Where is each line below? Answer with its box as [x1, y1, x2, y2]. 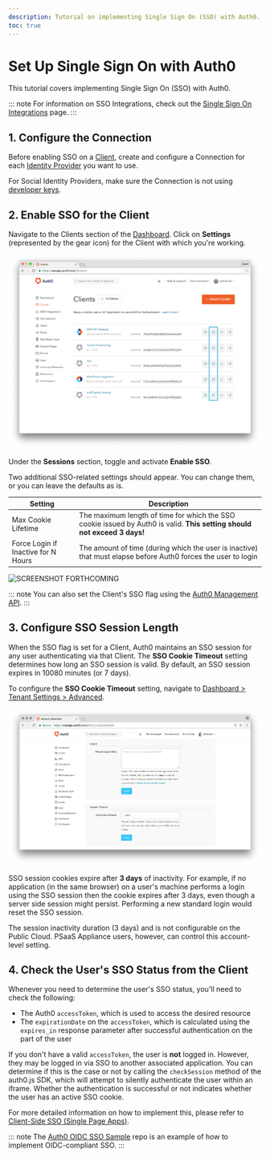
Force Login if [11, 539, 58, 548]
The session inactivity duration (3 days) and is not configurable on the [8, 923, 241, 932]
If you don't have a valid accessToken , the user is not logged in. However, [8, 1050, 249, 1059]
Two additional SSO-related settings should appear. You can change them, [8, 472, 256, 482]
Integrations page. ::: [8, 108, 77, 117]
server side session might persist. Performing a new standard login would [8, 899, 252, 908]
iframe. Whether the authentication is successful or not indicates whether [8, 1084, 252, 1094]
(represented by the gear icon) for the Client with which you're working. [8, 238, 247, 248]
